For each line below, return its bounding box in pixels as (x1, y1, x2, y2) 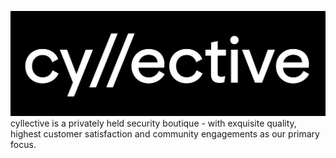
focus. (10, 138, 37, 150)
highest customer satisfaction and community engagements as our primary (10, 127, 320, 140)
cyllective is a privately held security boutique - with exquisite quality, (10, 117, 297, 129)
